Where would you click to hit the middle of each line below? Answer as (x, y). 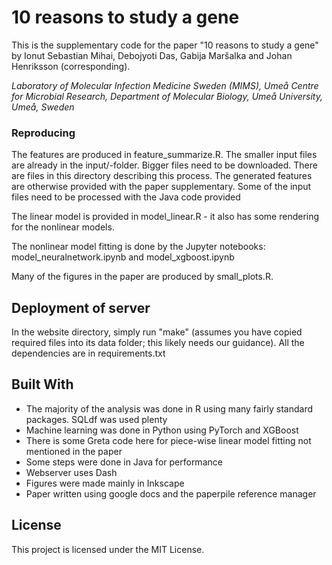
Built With (42, 384)
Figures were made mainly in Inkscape (105, 483)
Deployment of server (81, 307)
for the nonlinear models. (63, 227)
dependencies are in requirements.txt (88, 353)
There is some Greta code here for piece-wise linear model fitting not (168, 440)
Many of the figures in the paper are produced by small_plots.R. (142, 277)
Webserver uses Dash (71, 472)
